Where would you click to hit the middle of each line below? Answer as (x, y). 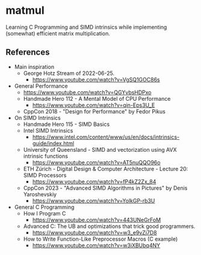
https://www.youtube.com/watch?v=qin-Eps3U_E (94, 105)
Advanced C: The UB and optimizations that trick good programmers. (109, 226)
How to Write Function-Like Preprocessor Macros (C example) (100, 239)
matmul (25, 10)
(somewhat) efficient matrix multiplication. (58, 33)
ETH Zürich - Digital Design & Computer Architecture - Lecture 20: (106, 169)
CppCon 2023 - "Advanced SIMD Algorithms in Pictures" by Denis (105, 188)
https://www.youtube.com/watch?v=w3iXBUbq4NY (96, 245)
